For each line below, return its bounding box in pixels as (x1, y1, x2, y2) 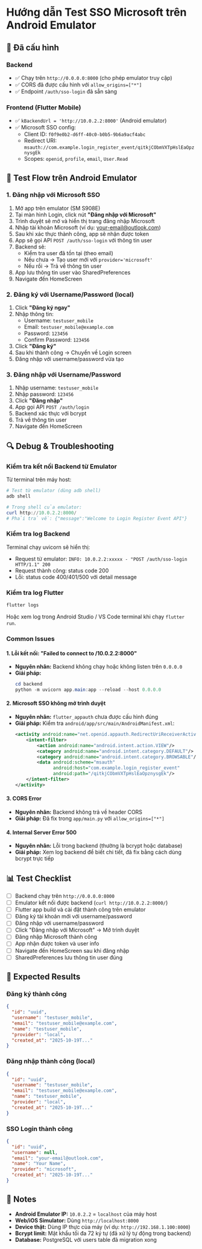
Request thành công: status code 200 (14, 566, 109, 574)
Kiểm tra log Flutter (6, 588, 64, 597)
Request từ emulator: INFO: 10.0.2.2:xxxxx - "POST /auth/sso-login (14, 555, 188, 562)
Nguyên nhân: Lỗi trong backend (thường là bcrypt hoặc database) (14, 842, 183, 849)
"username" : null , (11, 1149, 58, 1155)
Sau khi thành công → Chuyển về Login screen (14, 349, 131, 356)
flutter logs (6, 602, 39, 608)
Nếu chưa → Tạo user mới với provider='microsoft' (24, 256, 153, 263)
